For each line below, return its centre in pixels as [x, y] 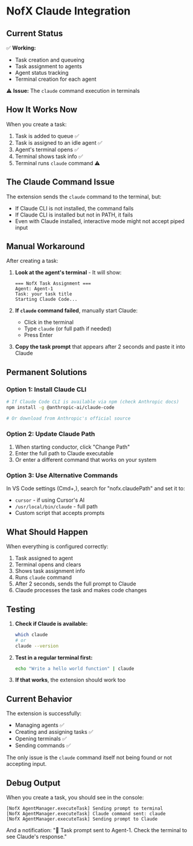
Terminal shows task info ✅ [49, 156]
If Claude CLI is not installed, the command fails [74, 208]
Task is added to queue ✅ [47, 136]
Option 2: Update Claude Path [51, 434]
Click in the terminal [49, 322]
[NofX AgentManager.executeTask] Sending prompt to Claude [82, 819]
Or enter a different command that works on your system [86, 460]
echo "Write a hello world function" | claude [74, 668]
